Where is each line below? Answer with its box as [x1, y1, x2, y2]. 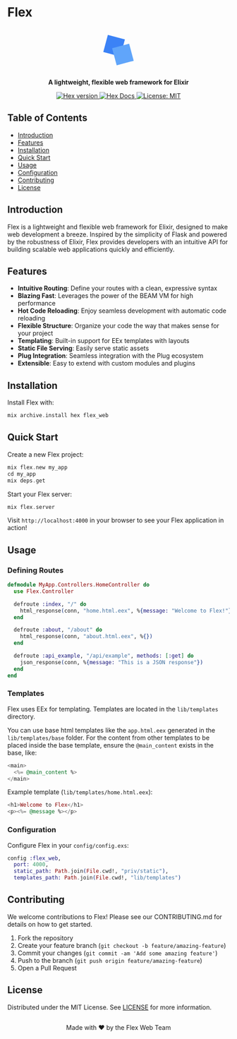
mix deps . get [7, 477, 46, 484]
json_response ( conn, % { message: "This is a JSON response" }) [20, 659, 203, 666]
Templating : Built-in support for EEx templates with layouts [17, 337, 190, 345]
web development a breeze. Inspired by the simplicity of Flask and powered [7, 230, 227, 239]
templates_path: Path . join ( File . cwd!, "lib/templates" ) [13, 875, 181, 882]
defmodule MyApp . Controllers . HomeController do [7, 582, 150, 589]
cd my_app [7, 470, 37, 477]
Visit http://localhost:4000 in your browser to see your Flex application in [7, 516, 224, 524]
